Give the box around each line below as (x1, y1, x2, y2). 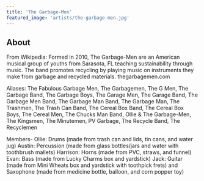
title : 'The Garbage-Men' (6, 9, 72, 15)
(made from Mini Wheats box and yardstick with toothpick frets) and (6, 161, 178, 169)
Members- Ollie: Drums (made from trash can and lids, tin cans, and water (6, 136, 194, 143)
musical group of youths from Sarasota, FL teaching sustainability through (6, 60, 193, 67)
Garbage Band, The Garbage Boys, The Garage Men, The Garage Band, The (6, 91, 199, 98)
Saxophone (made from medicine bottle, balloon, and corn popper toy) (6, 168, 184, 175)
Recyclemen (6, 124, 38, 131)
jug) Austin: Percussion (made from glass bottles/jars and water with (6, 142, 179, 150)
